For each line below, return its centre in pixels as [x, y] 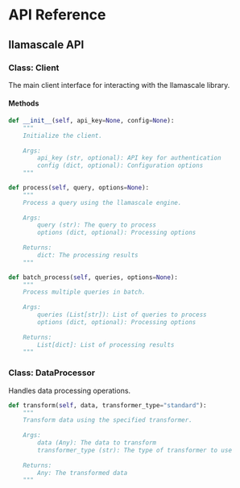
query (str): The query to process [97, 225]
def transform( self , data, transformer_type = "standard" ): [108, 405]
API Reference [57, 15]
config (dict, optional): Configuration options [120, 166]
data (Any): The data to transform [97, 443]
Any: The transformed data [83, 473]
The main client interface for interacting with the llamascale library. [119, 85]
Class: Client [34, 68]
